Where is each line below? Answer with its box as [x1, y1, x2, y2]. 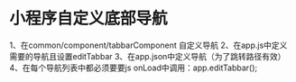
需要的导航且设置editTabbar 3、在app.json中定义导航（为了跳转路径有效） [9, 50, 286, 61]
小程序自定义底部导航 [9, 8, 169, 29]
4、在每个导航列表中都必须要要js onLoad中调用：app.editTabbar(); [9, 62, 258, 73]
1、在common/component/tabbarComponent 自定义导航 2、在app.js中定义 [9, 40, 288, 50]
